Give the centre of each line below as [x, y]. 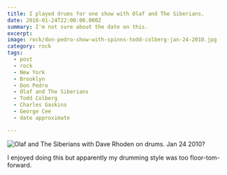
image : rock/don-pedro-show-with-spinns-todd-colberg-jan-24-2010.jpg [112, 40]
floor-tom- [205, 157]
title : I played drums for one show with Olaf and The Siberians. [106, 14]
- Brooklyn [29, 79]
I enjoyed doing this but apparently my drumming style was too [98, 157]
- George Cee [32, 111]
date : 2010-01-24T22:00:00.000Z [54, 20]
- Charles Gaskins [41, 105]
